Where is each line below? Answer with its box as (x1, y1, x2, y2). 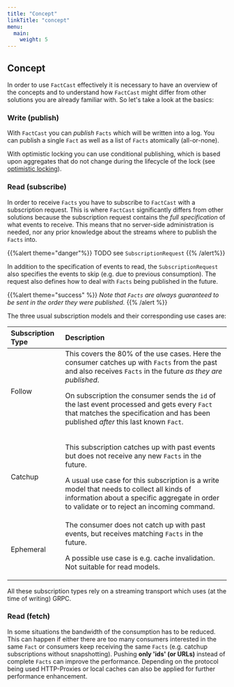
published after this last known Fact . (65, 417, 184, 426)
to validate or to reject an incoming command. (65, 501, 215, 511)
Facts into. (7, 235, 38, 243)
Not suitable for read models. (65, 562, 160, 572)
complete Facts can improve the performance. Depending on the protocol (7, 657, 219, 665)
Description (65, 333, 105, 342)
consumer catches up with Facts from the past (65, 357, 218, 367)
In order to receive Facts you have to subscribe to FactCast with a (7, 198, 196, 206)
